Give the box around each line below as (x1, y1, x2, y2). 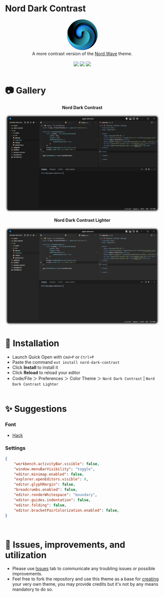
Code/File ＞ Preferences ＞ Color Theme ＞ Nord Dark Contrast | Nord (12, 376, 155, 382)
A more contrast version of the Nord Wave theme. (32, 50, 133, 56)
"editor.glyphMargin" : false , (14, 482, 76, 487)
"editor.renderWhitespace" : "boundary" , (14, 493, 97, 498)
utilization (5, 549, 47, 561)
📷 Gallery (5, 85, 47, 96)
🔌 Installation (5, 338, 60, 349)
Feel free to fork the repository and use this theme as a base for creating (12, 576, 159, 582)
